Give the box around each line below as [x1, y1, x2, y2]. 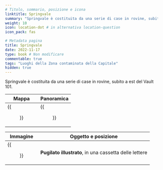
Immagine [9, 133, 33, 140]
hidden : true [5, 65, 32, 70]
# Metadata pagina [5, 38, 42, 44]
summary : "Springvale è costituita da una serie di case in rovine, [5, 16, 147, 21]
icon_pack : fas [5, 30, 36, 34]
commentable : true [5, 56, 42, 61]
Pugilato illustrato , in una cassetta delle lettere [40, 149, 147, 156]
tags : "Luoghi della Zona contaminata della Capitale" [5, 61, 118, 66]
